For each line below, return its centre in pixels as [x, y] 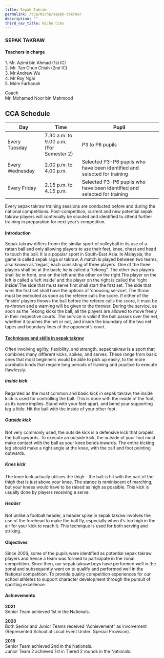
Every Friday [22, 188]
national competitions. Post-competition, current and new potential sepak [79, 212]
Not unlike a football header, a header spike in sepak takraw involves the [78, 515]
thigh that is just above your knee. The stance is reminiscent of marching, [79, 482]
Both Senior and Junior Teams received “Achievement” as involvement [76, 626]
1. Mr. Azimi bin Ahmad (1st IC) [36, 63]
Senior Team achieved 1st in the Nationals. [48, 612]
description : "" [21, 19]
